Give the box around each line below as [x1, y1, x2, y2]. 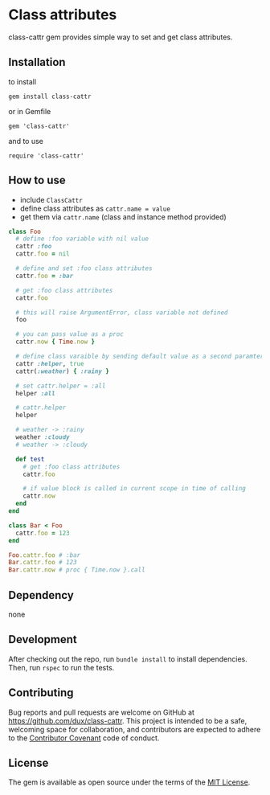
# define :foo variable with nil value [15, 235, 149, 243]
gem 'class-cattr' [8, 122, 70, 130]
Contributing [8, 686, 74, 700]
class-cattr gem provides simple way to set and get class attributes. [8, 32, 233, 42]
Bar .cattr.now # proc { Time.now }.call [8, 566, 146, 574]
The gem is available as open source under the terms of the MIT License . [8, 777, 251, 787]
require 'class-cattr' [8, 151, 84, 160]
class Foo [8, 227, 42, 236]
